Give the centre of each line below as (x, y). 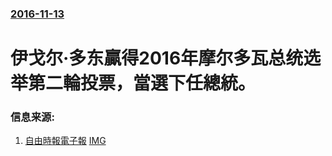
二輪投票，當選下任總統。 (151, 83)
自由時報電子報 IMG (65, 141)
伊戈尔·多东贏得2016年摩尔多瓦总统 (157, 58)
